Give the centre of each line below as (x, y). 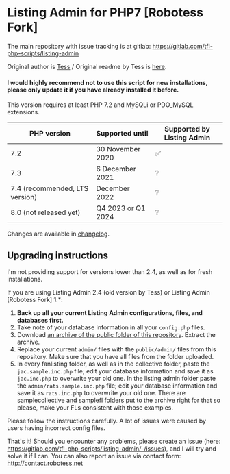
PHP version (50, 134)
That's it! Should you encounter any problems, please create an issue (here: (114, 441)
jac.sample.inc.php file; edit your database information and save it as (115, 371)
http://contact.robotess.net (45, 463)
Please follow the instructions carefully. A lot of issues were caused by (107, 421)
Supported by (187, 129)
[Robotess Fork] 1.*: (35, 299)
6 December (116, 169)
